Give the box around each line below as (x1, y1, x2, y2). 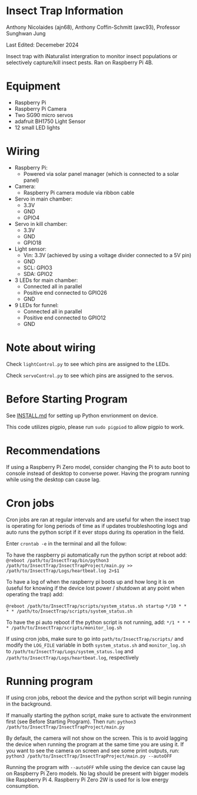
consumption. (6, 782, 39, 789)
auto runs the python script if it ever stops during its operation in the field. (6, 528, 185, 535)
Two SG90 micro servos (14, 111, 74, 118)
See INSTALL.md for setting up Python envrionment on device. (6, 412, 158, 419)
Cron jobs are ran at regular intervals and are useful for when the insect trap (6, 516, 191, 523)
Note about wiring (6, 341, 96, 354)
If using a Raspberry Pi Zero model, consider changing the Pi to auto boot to (6, 463, 191, 470)
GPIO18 (23, 239, 42, 246)
